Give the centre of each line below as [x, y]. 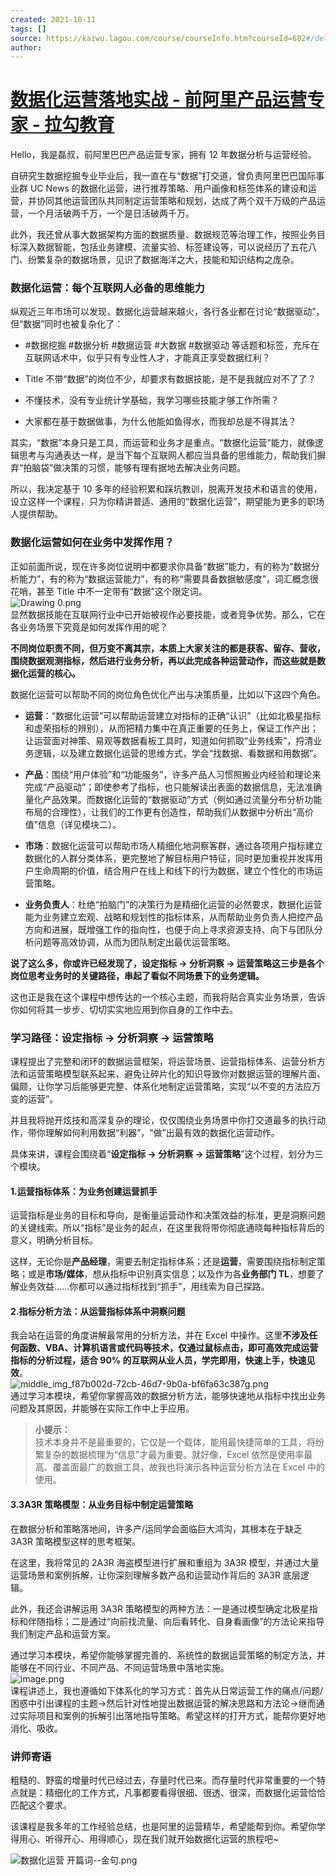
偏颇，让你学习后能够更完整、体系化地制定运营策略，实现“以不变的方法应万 [166, 1087]
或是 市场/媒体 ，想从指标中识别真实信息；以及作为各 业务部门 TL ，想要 [172, 1274]
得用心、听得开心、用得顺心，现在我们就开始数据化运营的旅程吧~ [145, 1838]
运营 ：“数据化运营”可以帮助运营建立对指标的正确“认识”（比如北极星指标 [173, 715]
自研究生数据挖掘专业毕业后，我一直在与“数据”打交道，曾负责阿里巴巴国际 [163, 176]
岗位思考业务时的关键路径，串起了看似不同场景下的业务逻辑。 [137, 975]
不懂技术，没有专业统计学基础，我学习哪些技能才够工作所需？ [152, 400]
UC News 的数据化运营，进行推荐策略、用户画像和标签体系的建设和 [168, 188]
